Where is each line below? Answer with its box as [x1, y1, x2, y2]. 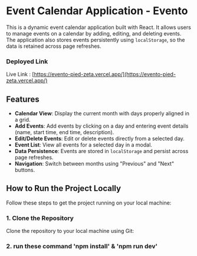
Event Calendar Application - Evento [6, 4, 188, 18]
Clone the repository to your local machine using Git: [6, 228, 134, 235]
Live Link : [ [6, 71, 34, 78]
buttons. [14, 167, 35, 174]
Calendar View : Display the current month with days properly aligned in [14, 110, 190, 117]
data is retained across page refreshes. [6, 43, 101, 50]
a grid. [14, 116, 31, 124]
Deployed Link [6, 57, 48, 66]
